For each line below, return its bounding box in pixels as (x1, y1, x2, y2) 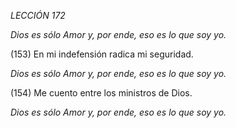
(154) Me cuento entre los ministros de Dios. (10, 87, 193, 99)
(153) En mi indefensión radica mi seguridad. (10, 48, 194, 60)
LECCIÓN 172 (10, 10, 66, 21)
